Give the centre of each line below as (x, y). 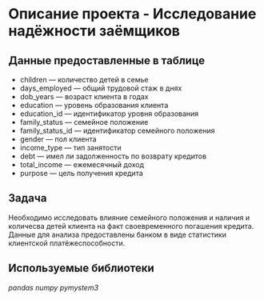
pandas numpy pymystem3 (53, 287)
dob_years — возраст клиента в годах (84, 96)
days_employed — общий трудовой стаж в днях (101, 88)
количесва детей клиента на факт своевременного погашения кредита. (131, 226)
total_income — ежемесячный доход (82, 164)
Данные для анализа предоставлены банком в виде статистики (117, 234)
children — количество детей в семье (84, 80)
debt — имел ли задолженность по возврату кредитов (113, 156)
